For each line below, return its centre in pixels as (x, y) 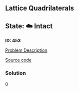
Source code (18, 60)
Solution (16, 73)
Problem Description (26, 50)
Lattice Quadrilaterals (39, 8)
